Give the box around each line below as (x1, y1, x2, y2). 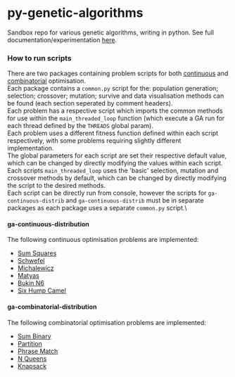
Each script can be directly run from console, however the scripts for (7, 188, 207, 198)
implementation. (7, 144, 54, 153)
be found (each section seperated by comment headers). (7, 99, 173, 108)
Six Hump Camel (17, 286, 67, 295)
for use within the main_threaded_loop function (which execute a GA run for (7, 114, 225, 122)
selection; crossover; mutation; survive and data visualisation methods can (7, 91, 224, 100)
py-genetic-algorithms (7, 5, 144, 21)
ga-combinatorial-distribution (7, 302, 97, 311)
